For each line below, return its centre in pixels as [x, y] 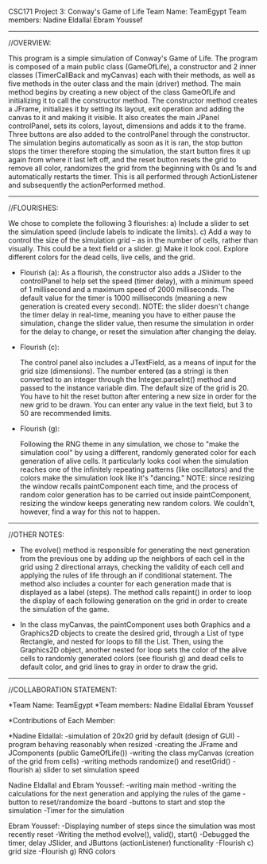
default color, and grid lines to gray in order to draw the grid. [119, 667]
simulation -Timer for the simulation [66, 810]
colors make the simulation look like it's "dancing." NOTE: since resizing [137, 478]
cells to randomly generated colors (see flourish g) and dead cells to [132, 658]
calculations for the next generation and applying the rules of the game [124, 794]
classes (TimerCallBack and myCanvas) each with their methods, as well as [132, 75]
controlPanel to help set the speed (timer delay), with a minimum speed [137, 281]
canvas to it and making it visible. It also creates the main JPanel [114, 117]
